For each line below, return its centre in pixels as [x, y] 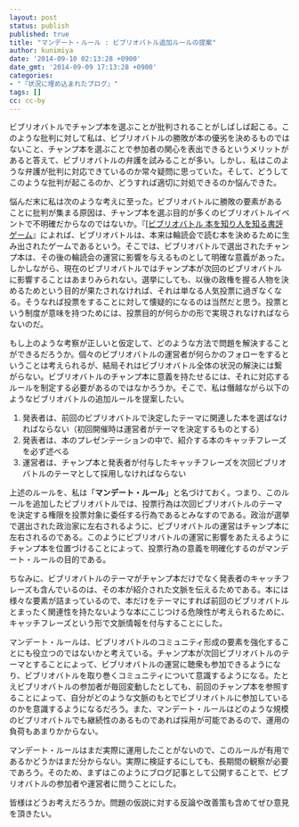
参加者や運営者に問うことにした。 [119, 784]
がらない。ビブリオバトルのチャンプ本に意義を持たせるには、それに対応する [149, 376]
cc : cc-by [28, 100]
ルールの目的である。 [72, 559]
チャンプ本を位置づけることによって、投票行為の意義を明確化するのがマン [145, 549]
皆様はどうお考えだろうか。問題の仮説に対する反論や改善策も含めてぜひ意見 [149, 803]
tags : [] [25, 92]
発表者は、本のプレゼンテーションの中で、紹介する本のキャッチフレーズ [154, 440]
